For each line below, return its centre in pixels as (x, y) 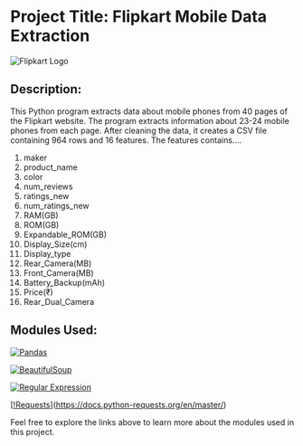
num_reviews (48, 186)
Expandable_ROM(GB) (65, 234)
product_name (50, 167)
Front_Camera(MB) (58, 272)
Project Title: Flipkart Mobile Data (139, 17)
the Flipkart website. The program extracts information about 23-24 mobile (150, 120)
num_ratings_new (56, 205)
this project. (33, 432)
